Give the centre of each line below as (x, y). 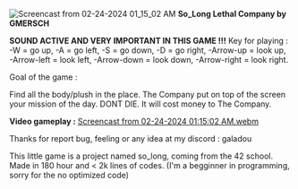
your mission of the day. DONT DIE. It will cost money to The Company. (140, 104)
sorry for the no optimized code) (69, 175)
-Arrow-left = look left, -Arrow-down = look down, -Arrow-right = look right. (149, 60)
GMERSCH (30, 23)
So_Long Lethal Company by (232, 14)
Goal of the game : (43, 77)
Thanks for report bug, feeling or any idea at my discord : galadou (131, 138)
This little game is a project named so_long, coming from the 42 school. (141, 156)
